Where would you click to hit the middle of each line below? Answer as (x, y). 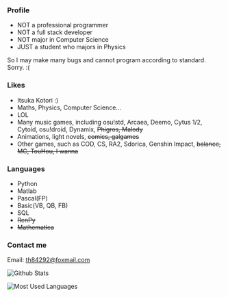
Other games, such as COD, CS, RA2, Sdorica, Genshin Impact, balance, (119, 144)
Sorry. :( (18, 68)
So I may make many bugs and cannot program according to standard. (107, 60)
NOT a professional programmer (63, 25)
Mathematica (36, 227)
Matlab (27, 191)
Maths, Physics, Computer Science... (69, 107)
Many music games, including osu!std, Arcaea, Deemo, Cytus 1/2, (110, 122)
